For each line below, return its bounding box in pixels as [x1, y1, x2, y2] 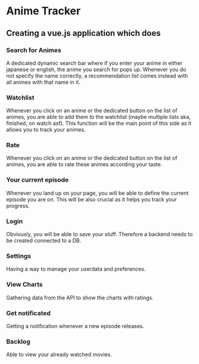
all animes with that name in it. [6, 78, 80, 85]
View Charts [6, 280, 43, 289]
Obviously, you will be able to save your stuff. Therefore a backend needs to [6, 231, 193, 238]
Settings [6, 252, 32, 260]
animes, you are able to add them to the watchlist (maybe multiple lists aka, [6, 114, 191, 121]
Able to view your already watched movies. [6, 351, 112, 358]
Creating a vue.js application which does [6, 28, 161, 38]
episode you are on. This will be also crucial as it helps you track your [6, 195, 177, 203]
